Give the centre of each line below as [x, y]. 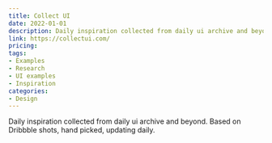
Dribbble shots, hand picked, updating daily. [82, 130]
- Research [27, 69]
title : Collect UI [39, 16]
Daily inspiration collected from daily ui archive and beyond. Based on [125, 121]
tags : [17, 53]
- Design [23, 99]
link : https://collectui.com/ [59, 38]
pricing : [23, 46]
